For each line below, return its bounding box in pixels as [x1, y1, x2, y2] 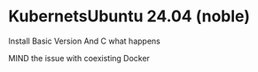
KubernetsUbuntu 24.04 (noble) [8, 6, 250, 27]
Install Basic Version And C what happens [8, 36, 160, 46]
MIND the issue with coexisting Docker [8, 52, 150, 63]
